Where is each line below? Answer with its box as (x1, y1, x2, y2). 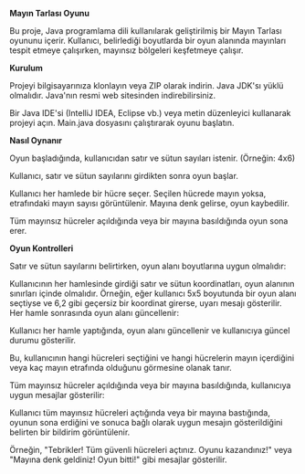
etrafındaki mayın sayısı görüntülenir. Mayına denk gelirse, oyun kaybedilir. (9, 198, 290, 208)
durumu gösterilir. (9, 335, 76, 345)
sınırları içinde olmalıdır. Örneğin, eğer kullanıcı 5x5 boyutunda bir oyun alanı (9, 288, 297, 299)
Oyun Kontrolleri (9, 243, 74, 254)
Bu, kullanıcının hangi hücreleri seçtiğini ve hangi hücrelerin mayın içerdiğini (9, 353, 295, 363)
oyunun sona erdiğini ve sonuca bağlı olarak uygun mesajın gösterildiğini (9, 417, 283, 427)
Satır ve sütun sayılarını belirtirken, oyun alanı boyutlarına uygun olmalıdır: (9, 260, 287, 271)
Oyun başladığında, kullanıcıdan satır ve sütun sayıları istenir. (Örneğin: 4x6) (9, 153, 296, 163)
